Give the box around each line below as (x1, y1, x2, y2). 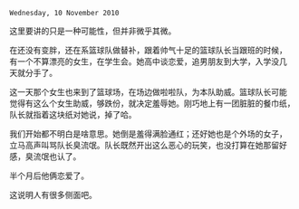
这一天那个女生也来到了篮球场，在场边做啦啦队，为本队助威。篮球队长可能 (9, 87, 287, 97)
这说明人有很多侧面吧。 (9, 190, 97, 200)
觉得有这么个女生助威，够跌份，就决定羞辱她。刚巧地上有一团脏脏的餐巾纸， (9, 98, 295, 109)
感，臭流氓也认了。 (9, 151, 82, 162)
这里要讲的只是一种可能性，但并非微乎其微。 (9, 25, 177, 36)
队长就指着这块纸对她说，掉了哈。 (9, 109, 137, 119)
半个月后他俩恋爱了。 (9, 170, 89, 181)
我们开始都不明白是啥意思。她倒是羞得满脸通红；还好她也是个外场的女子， (9, 128, 287, 139)
